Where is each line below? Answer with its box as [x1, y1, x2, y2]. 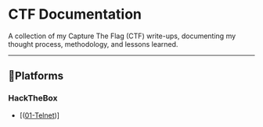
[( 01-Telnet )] [19, 111, 60, 120]
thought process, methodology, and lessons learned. [8, 39, 178, 48]
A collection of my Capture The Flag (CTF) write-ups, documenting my [8, 31, 236, 41]
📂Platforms [8, 69, 64, 83]
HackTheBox [8, 93, 58, 104]
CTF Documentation [8, 5, 142, 23]
